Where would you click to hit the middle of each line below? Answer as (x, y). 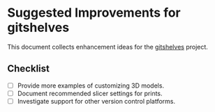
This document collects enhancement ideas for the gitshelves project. (107, 47)
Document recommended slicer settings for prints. (90, 93)
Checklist (29, 69)
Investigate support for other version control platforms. (96, 101)
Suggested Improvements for (94, 13)
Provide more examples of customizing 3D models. (91, 86)
